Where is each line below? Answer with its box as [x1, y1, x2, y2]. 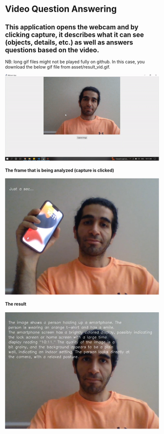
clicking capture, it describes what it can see [5, 30, 144, 39]
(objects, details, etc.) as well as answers [5, 38, 133, 46]
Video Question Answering [5, 3, 117, 15]
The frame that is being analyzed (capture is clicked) [5, 167, 115, 173]
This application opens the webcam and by [5, 23, 139, 31]
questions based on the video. [5, 46, 99, 54]
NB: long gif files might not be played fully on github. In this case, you [5, 59, 145, 65]
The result [5, 301, 27, 307]
